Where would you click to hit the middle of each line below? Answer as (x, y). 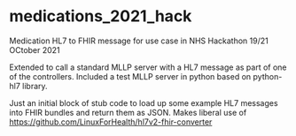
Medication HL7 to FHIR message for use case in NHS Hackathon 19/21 (139, 41)
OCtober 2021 (35, 49)
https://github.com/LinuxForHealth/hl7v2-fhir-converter (111, 122)
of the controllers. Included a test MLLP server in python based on (130, 76)
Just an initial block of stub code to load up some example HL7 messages (144, 102)
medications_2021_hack (101, 16)
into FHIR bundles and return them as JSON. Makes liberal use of (128, 112)
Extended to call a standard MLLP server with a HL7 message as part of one (148, 67)
